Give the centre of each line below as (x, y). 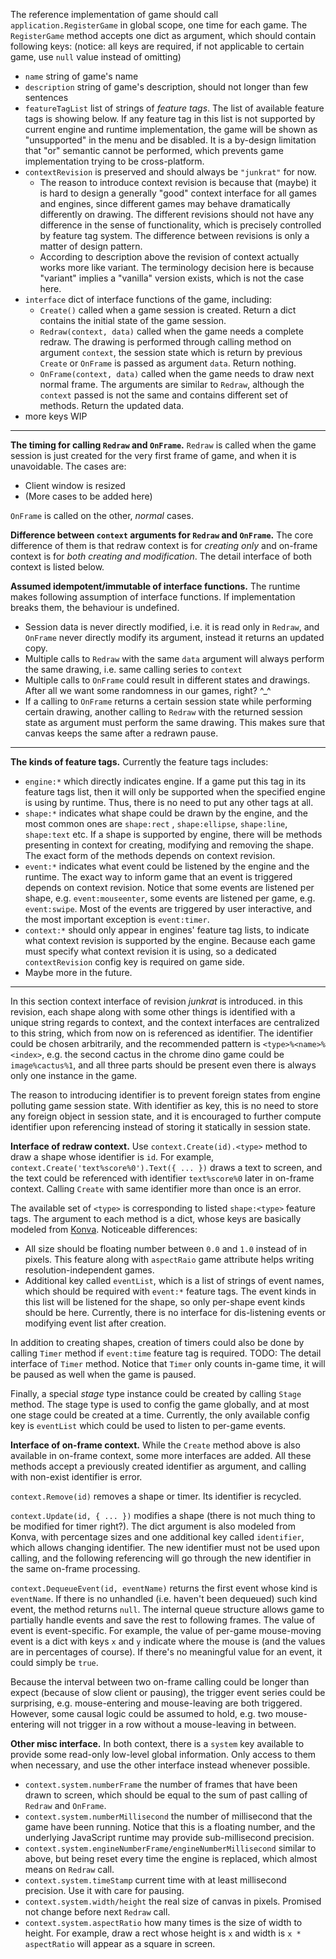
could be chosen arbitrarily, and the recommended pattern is (135, 1043)
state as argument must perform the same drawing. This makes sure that (175, 722)
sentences (46, 97)
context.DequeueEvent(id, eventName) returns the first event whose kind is (164, 1588)
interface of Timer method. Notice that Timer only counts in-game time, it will (168, 1363)
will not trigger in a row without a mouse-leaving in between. (171, 1724)
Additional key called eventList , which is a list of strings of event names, (174, 1280)
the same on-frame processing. (75, 1568)
